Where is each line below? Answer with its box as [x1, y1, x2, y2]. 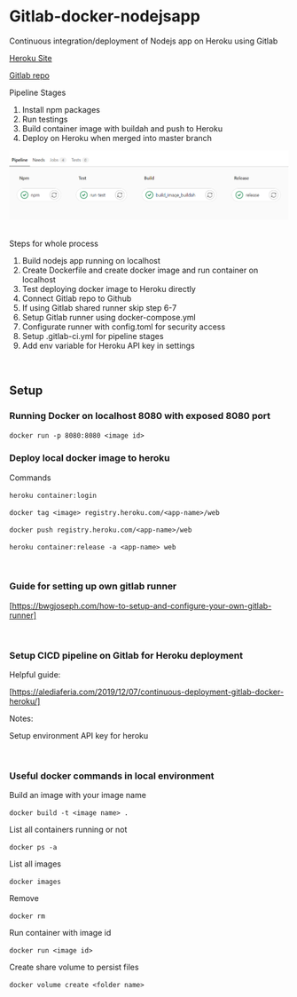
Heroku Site [9, 52, 52, 63]
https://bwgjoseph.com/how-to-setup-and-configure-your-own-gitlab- [12, 600, 272, 611]
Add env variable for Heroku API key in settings [21, 340, 195, 351]
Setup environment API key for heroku [9, 731, 149, 741]
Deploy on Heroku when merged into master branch [21, 132, 213, 143]
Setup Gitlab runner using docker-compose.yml [21, 312, 197, 322]
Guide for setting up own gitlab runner [9, 580, 177, 592]
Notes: [9, 713, 34, 724]
